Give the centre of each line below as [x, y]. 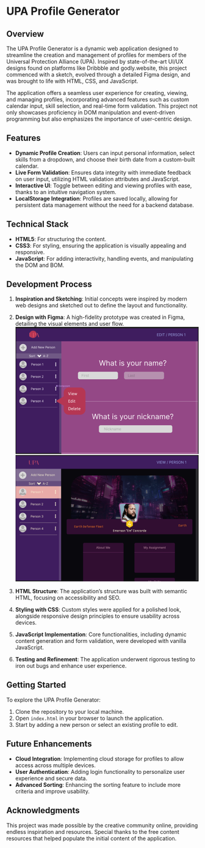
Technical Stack [38, 224]
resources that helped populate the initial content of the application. [92, 838]
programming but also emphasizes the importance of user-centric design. [99, 119]
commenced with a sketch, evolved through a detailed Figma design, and [98, 74]
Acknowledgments [43, 810]
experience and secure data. [51, 778]
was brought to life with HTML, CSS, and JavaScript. [72, 81]
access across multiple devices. [56, 765]
